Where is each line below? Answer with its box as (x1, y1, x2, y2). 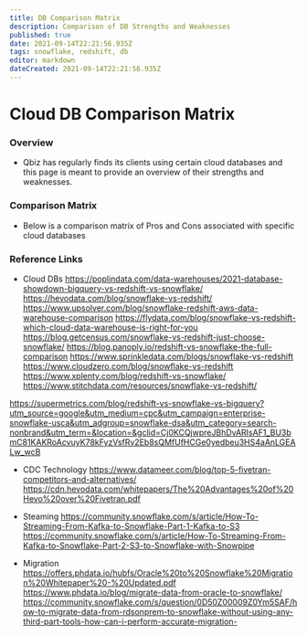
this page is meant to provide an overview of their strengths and (22, 166, 265, 178)
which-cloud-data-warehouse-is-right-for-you (22, 322, 198, 333)
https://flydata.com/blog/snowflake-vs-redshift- (115, 312, 297, 323)
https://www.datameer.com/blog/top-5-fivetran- (89, 463, 271, 475)
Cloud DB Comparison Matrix (9, 104, 236, 124)
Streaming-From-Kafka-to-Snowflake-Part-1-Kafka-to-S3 (22, 520, 240, 531)
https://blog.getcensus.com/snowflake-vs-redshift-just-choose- (22, 331, 266, 343)
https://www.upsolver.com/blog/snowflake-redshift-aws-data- (22, 302, 259, 313)
